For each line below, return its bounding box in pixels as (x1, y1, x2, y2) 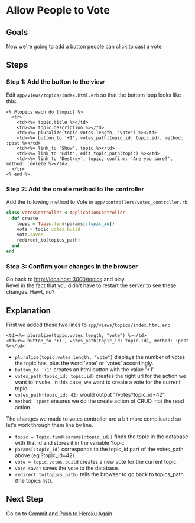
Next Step (6, 494, 44, 504)
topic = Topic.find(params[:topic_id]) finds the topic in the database (14, 433, 188, 440)
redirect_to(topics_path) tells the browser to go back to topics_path (14, 471, 184, 478)
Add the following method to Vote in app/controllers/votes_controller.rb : (6, 198, 189, 205)
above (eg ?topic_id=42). (14, 452, 76, 459)
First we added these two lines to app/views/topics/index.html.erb (6, 321, 170, 329)
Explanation (6, 306, 51, 316)
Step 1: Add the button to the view (6, 78, 105, 86)
